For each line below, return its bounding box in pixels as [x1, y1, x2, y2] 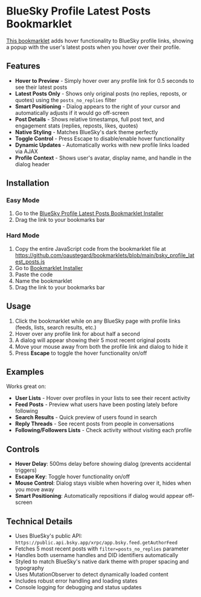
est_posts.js [14, 258, 45, 265]
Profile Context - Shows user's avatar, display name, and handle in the [14, 154, 192, 161]
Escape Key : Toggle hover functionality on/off [14, 473, 130, 480]
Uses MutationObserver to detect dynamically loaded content [14, 570, 169, 578]
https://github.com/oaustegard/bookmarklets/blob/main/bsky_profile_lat [14, 251, 195, 259]
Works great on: [6, 382, 46, 390]
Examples [6, 367, 44, 377]
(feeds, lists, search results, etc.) [14, 323, 97, 331]
